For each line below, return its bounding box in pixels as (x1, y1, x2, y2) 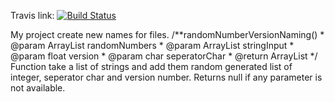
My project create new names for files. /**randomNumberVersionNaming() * (10, 29, 325, 40)
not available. (10, 82, 66, 94)
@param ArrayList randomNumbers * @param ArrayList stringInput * (10, 40, 295, 51)
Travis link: (10, 10, 55, 21)
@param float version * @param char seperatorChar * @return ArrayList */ (10, 50, 318, 62)
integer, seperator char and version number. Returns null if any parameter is (10, 71, 323, 83)
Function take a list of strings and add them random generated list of (10, 61, 293, 72)
